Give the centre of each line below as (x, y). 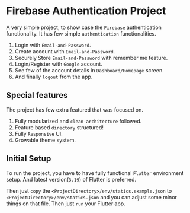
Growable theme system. (45, 140)
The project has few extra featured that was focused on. (75, 109)
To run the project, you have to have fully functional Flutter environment (95, 173)
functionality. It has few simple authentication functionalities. (81, 33)
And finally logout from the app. (54, 77)
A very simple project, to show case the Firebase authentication (84, 27)
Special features (37, 95)
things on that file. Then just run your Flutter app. (66, 204)
